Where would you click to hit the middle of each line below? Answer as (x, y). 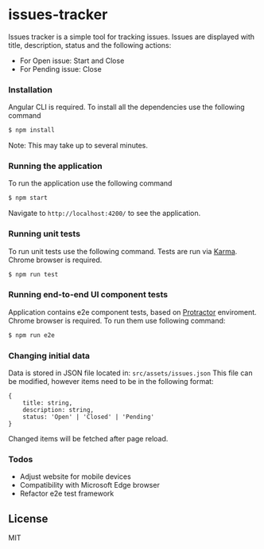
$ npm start (28, 198)
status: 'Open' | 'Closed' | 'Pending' (89, 417)
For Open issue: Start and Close (72, 61)
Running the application (55, 167)
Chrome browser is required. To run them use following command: (117, 320)
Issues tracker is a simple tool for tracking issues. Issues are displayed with (132, 37)
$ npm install (32, 130)
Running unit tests (45, 234)
